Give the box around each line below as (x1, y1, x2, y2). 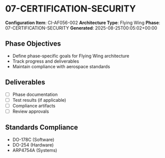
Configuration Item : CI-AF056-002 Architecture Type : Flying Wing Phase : (5, 20, 160, 26)
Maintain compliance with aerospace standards (12, 63, 110, 69)
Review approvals (12, 108, 49, 114)
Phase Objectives (5, 40, 61, 48)
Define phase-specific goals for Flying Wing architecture (12, 53, 129, 59)
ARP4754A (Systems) (12, 147, 57, 153)
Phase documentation (12, 91, 58, 97)
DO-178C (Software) (12, 136, 54, 142)
